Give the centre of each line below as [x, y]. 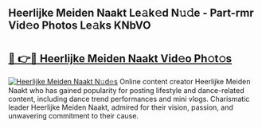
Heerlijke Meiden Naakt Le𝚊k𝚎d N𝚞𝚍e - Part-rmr [131, 13]
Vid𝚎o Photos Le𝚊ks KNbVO [80, 26]
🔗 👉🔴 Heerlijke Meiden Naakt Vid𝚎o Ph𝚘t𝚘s [120, 58]
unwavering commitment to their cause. [74, 116]
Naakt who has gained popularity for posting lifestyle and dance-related [126, 90]
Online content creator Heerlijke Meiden [185, 81]
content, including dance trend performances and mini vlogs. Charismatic [129, 99]
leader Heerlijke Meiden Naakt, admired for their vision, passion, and [121, 107]
